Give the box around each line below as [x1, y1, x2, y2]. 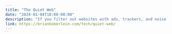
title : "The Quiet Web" [5, 7, 56, 12]
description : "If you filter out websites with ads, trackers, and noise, [5, 16, 169, 21]
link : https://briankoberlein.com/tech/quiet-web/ [5, 21, 116, 26]
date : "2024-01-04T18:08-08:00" [5, 12, 74, 17]
